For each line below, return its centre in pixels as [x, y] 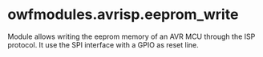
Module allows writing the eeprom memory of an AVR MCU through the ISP [131, 36]
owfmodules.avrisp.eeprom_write [123, 15]
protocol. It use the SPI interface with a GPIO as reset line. [103, 44]
